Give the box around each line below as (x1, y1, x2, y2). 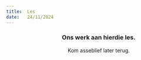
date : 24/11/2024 (6, 14, 54, 20)
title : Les (6, 8, 35, 15)
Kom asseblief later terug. (67, 46, 130, 54)
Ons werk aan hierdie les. (61, 34, 136, 42)
